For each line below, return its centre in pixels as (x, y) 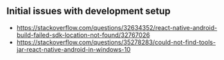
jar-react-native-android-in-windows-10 (73, 49)
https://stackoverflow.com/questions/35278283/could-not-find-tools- (116, 42)
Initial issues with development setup (88, 11)
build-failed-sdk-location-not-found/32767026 (83, 35)
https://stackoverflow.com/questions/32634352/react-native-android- (117, 27)
